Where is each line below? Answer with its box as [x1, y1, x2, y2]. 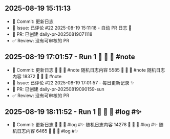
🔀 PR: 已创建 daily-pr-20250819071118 [12, 31, 93, 37]
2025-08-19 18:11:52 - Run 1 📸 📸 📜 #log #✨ [5, 107, 142, 117]
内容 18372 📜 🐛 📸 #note [12, 73, 62, 79]
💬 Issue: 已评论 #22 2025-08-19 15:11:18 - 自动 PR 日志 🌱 [12, 25, 132, 31]
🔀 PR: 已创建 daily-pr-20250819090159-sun [12, 86, 104, 92]
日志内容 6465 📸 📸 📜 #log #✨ [16, 128, 79, 134]
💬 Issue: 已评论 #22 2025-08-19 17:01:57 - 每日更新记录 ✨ [12, 79, 135, 86]
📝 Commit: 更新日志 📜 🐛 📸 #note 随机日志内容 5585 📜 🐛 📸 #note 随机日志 [12, 66, 165, 73]
